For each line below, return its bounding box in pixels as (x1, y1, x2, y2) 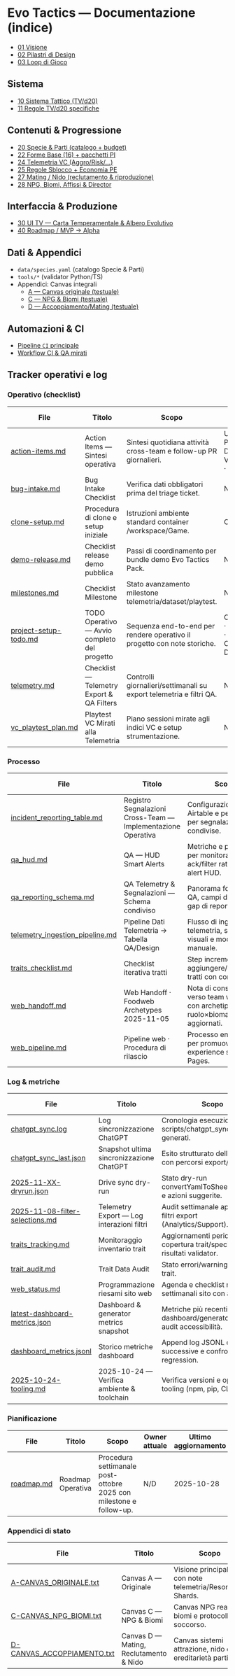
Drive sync (98, 1178, 134, 1188)
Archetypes (123, 1005, 162, 1015)
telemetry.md (10, 680, 55, 690)
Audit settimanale (161, 1202, 219, 1212)
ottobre (98, 1479, 122, 1488)
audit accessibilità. (161, 1322, 222, 1332)
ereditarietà (173, 1653, 212, 1663)
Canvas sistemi (173, 1635, 224, 1645)
